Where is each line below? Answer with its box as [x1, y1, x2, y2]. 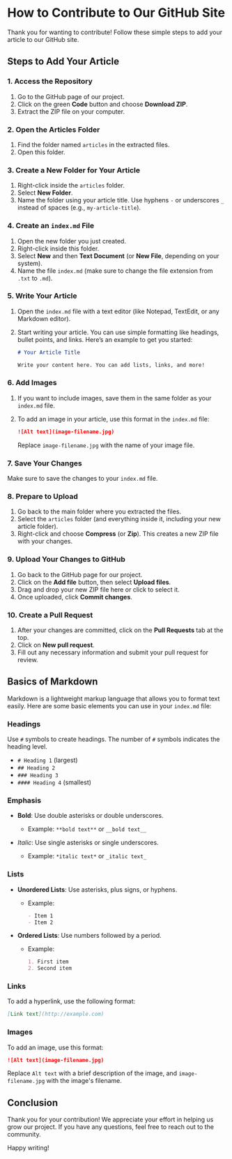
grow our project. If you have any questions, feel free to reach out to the [7, 1123, 215, 1131]
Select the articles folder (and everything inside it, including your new [17, 515, 221, 523]
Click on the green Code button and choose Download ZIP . [17, 100, 188, 108]
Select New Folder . [17, 188, 73, 197]
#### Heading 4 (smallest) [17, 778, 92, 786]
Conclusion [7, 1097, 59, 1109]
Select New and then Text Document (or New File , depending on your [17, 251, 219, 260]
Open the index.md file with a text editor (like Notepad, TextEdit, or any [17, 307, 219, 315]
